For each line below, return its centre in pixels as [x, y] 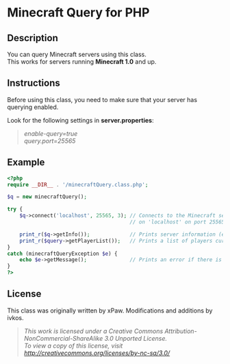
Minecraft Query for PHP [78, 13]
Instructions [34, 83]
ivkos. [15, 317]
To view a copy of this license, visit [73, 345]
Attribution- [180, 331]
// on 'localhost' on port [168, 222]
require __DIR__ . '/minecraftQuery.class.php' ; [78, 184]
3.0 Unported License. [136, 338]
